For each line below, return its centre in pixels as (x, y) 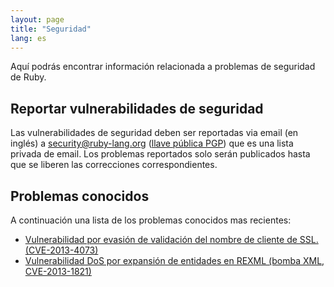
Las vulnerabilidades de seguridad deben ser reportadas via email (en (154, 133)
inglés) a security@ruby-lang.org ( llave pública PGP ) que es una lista (152, 143)
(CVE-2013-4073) (61, 250)
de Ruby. (28, 77)
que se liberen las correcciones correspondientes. (114, 165)
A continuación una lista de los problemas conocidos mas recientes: (151, 220)
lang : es (28, 38)
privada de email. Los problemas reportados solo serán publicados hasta (160, 154)
